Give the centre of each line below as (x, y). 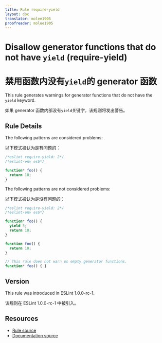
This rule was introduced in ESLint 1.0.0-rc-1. (50, 293)
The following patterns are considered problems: (54, 138)
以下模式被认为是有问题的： (33, 148)
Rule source (24, 330)
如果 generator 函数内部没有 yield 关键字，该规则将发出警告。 (66, 111)
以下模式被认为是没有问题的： (35, 199)
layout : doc (17, 14)
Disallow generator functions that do (81, 47)
